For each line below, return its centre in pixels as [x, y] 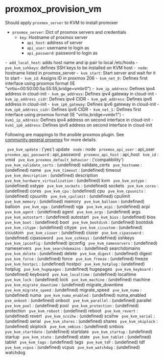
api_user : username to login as [58, 48]
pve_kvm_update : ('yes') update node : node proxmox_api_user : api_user [81, 149]
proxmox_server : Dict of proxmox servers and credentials [69, 32]
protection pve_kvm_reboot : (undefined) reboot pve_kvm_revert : [71, 310]
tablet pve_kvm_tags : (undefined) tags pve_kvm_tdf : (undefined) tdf [75, 342]
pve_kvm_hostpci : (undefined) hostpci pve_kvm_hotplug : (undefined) [75, 264]
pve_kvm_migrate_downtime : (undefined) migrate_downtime [64, 284]
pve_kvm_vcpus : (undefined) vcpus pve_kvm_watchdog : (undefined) [73, 347]
